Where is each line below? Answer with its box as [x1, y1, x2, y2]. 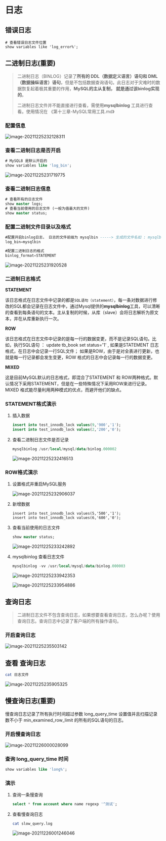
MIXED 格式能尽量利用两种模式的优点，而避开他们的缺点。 [5, 387, 124, 393]
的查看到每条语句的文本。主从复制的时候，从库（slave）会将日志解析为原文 [5, 310, 159, 315]
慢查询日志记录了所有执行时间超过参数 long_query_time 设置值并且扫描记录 [5, 711, 158, 717]
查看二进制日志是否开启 [5, 147, 61, 154]
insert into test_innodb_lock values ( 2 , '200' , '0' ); [12, 427, 121, 432]
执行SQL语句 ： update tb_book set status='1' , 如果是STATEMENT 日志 [13, 342, 159, 348]
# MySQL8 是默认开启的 [5, 158, 47, 163]
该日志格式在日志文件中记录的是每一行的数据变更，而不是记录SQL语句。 [5, 336, 152, 342]
